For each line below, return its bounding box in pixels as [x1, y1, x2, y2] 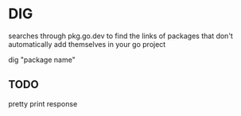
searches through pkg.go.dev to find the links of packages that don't [8, 31, 233, 41]
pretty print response [8, 99, 78, 108]
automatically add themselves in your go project [8, 39, 166, 48]
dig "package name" [8, 55, 76, 64]
